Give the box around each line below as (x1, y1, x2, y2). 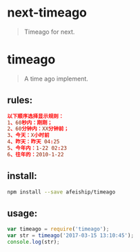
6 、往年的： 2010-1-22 (7, 151, 64, 158)
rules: (7, 94, 33, 106)
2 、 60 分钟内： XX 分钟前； (7, 125, 69, 132)
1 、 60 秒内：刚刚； (7, 119, 53, 126)
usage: (7, 207, 38, 219)
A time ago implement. (23, 74, 88, 83)
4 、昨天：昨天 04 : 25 (7, 138, 60, 145)
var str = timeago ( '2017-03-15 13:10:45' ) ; (7, 232, 134, 239)
